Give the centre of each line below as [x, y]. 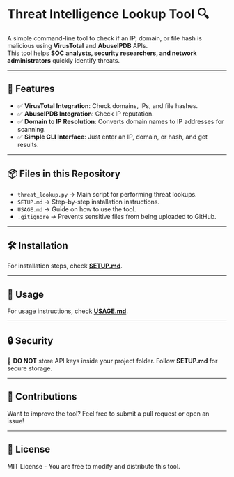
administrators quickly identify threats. [64, 60]
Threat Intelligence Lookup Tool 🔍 [108, 14]
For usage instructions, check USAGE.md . [68, 311]
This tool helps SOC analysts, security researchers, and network [102, 53]
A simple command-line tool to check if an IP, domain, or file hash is [104, 38]
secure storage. [30, 368]
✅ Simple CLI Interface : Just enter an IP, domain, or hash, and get [112, 137]
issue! [16, 421]
